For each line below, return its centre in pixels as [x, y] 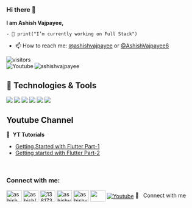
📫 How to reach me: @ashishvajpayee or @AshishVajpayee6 [92, 46]
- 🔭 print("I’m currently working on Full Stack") [72, 34]
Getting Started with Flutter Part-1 [57, 146]
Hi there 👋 [21, 10]
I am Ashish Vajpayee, [35, 23]
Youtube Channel [40, 120]
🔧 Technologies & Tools [52, 85]
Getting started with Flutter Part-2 [58, 153]
